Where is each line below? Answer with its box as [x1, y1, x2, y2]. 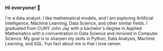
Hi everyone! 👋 [5, 4, 40, 11]
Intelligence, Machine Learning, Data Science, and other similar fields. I [5, 20, 147, 26]
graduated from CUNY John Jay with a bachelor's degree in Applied [5, 25, 142, 31]
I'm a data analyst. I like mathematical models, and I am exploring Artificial [5, 15, 153, 21]
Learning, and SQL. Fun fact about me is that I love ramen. [5, 41, 122, 47]
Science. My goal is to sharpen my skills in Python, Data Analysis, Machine [5, 36, 155, 41]
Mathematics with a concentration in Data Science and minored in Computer [5, 31, 158, 37]
